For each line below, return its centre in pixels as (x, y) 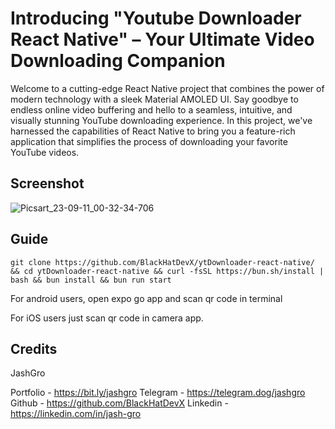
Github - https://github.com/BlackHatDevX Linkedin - (119, 403)
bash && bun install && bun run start (91, 280)
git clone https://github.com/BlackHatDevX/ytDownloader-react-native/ (162, 262)
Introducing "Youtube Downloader (156, 18)
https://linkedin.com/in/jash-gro (76, 414)
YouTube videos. (45, 152)
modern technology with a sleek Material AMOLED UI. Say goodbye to (154, 99)
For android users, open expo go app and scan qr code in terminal (146, 298)
